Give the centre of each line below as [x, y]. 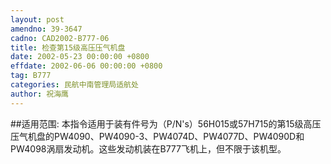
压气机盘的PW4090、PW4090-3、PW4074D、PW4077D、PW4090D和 [157, 136]
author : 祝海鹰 [39, 94]
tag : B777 [31, 76]
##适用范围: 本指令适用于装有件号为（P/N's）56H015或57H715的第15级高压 [166, 123]
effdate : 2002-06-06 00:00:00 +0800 [86, 66]
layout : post [37, 19]
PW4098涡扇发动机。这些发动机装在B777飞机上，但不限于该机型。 [148, 148]
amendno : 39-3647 [46, 29]
